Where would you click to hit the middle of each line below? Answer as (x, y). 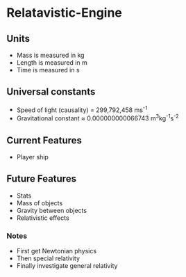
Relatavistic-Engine (65, 13)
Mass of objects (40, 203)
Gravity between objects (52, 210)
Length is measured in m (52, 63)
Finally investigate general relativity (67, 266)
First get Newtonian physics (57, 251)
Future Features (42, 179)
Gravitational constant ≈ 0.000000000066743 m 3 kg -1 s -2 (98, 118)
